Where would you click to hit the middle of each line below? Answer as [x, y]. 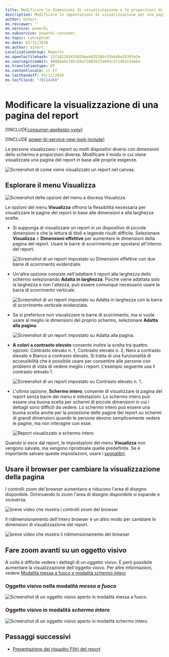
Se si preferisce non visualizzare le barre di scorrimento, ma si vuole [83, 314]
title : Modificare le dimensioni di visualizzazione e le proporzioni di [84, 10]
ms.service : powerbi [27, 29]
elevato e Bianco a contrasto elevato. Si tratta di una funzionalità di [81, 356]
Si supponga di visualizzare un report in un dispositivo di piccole [79, 227]
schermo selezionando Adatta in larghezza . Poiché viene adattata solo [86, 279]
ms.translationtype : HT [30, 66]
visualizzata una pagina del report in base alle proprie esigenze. [71, 159]
